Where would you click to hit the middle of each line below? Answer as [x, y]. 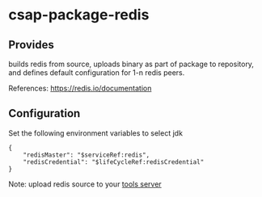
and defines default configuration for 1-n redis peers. [97, 73]
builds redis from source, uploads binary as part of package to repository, [131, 64]
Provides [31, 45]
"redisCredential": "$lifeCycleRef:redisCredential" [114, 162]
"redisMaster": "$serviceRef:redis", [87, 155]
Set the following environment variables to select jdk [96, 133]
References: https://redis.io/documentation [80, 88]
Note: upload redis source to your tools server [85, 184]
